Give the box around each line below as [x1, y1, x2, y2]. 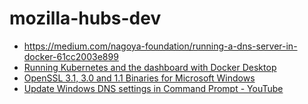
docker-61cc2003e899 [23, 50, 119, 62]
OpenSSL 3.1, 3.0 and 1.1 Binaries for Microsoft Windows [23, 72, 256, 84]
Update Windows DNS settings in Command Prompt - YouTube [23, 82, 284, 94]
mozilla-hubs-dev [9, 7, 162, 30]
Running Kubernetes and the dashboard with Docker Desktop [23, 61, 277, 73]
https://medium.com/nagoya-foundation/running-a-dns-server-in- [23, 40, 298, 52]
